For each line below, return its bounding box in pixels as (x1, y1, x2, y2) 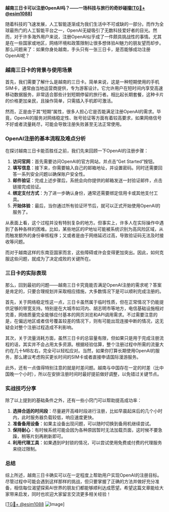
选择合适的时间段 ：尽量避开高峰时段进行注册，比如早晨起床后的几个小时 (12, 408, 162, 414)
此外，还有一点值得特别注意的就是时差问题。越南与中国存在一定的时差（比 (5, 364, 159, 370)
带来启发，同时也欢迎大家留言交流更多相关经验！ (9, 491, 111, 497)
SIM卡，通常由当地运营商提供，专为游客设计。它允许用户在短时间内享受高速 (5, 85, 163, 91)
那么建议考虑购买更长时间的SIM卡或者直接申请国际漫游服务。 (14, 354, 141, 360)
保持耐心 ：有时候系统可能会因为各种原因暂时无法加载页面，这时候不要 (12, 427, 158, 433)
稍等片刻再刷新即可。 (21, 433, 66, 439)
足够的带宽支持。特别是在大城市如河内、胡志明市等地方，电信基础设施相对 (9, 305, 164, 311)
